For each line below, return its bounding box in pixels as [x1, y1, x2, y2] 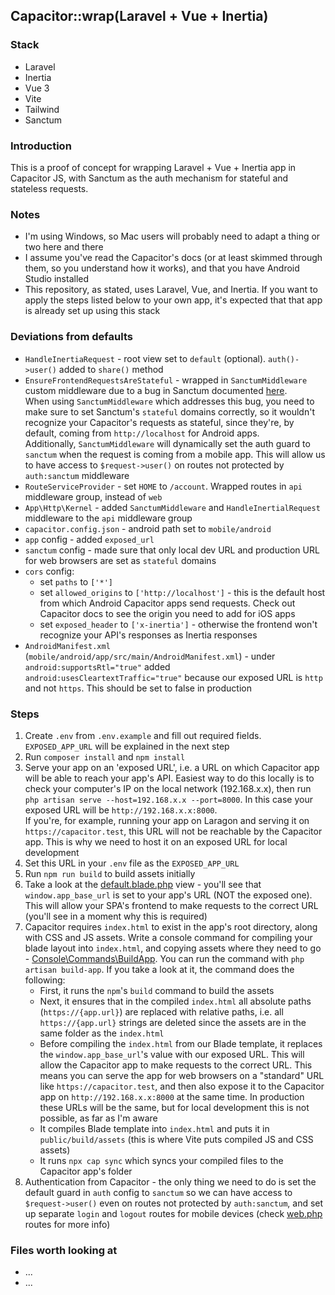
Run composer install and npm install [24, 750, 186, 763]
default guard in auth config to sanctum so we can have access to [24, 1186, 293, 1198]
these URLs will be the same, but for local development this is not [39, 1101, 310, 1113]
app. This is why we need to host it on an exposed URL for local [24, 835, 288, 848]
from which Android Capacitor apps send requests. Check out [39, 597, 296, 609]
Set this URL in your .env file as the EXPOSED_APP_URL [24, 857, 240, 869]
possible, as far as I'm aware [39, 1112, 158, 1124]
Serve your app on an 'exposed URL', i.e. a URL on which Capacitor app [24, 761, 320, 773]
